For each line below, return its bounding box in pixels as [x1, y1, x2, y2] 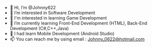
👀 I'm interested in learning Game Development [9, 15, 107, 21]
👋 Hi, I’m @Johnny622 [9, 5, 56, 10]
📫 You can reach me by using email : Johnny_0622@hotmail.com [9, 36, 145, 42]
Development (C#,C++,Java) [9, 25, 69, 31]
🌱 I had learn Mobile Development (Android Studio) [9, 31, 115, 36]
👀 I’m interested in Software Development [9, 10, 96, 16]
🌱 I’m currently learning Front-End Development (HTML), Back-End [9, 20, 148, 26]
